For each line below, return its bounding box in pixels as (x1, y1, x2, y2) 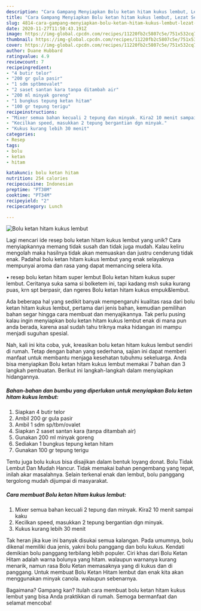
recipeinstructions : (6, 109, 58, 115)
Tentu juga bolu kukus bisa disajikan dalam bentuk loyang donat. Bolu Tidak (6, 458, 193, 465)
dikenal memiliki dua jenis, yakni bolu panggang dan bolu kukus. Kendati (6, 543, 185, 550)
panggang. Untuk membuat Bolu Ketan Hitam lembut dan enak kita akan (6, 568, 184, 576)
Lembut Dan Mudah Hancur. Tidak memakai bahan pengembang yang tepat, (6, 465, 195, 472)
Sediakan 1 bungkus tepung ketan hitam (14, 440, 114, 447)
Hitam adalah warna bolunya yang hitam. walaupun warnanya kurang (6, 556, 176, 563)
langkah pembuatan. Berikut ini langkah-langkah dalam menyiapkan (6, 367, 173, 374)
